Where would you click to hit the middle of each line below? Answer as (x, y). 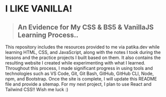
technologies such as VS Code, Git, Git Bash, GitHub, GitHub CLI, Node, (80, 73)
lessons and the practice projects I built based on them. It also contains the (83, 57)
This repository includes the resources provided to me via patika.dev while (82, 47)
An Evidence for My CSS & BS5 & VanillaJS (86, 27)
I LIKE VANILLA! (39, 9)
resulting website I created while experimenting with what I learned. (75, 63)
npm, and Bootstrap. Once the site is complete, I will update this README (81, 79)
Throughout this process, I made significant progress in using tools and (79, 68)
